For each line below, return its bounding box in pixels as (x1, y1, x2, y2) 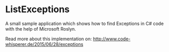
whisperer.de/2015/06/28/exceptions (5, 41, 83, 47)
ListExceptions (5, 4, 70, 15)
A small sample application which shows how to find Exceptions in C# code (5, 20, 164, 27)
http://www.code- (92, 36, 131, 42)
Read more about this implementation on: (5, 36, 92, 42)
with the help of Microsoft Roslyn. (5, 25, 77, 32)
